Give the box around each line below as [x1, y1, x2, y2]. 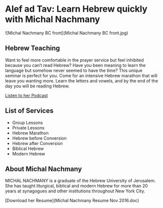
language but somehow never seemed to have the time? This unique [5, 67, 143, 73]
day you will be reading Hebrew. [5, 83, 70, 89]
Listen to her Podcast [5, 92, 48, 98]
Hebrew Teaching [5, 44, 60, 52]
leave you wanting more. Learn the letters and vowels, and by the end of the [5, 78, 159, 83]
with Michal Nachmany [5, 14, 100, 25]
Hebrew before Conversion [12, 135, 67, 141]
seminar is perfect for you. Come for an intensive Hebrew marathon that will [5, 72, 158, 79]
